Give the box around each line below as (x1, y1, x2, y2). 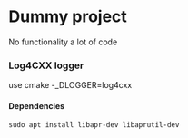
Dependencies (8, 100, 65, 111)
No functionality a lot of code (8, 36, 118, 47)
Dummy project (8, 6, 128, 27)
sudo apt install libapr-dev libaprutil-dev (8, 121, 180, 130)
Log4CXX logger (8, 59, 84, 72)
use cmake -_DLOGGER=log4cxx (8, 80, 133, 91)
